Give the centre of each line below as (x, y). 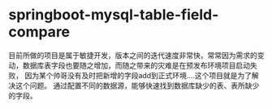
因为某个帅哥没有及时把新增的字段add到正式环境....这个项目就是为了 (138, 75)
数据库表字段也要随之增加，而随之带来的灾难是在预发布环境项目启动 (136, 65)
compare (39, 32)
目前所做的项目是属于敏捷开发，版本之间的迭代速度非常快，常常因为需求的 (133, 55)
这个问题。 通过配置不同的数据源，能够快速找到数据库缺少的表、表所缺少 (137, 85)
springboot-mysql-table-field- (114, 15)
